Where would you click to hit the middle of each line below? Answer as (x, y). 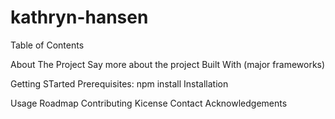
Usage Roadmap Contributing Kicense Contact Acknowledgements (149, 103)
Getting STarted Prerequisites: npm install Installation (119, 83)
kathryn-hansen (79, 17)
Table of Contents (47, 45)
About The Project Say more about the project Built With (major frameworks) (168, 64)
